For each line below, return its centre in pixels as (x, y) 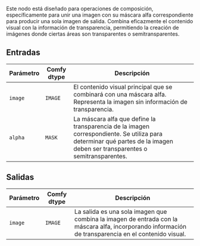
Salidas (20, 177)
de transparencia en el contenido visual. (130, 233)
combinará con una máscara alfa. (120, 94)
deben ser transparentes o (110, 148)
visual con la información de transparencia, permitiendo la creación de (93, 27)
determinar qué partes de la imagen (124, 141)
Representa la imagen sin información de (130, 102)
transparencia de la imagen (112, 126)
